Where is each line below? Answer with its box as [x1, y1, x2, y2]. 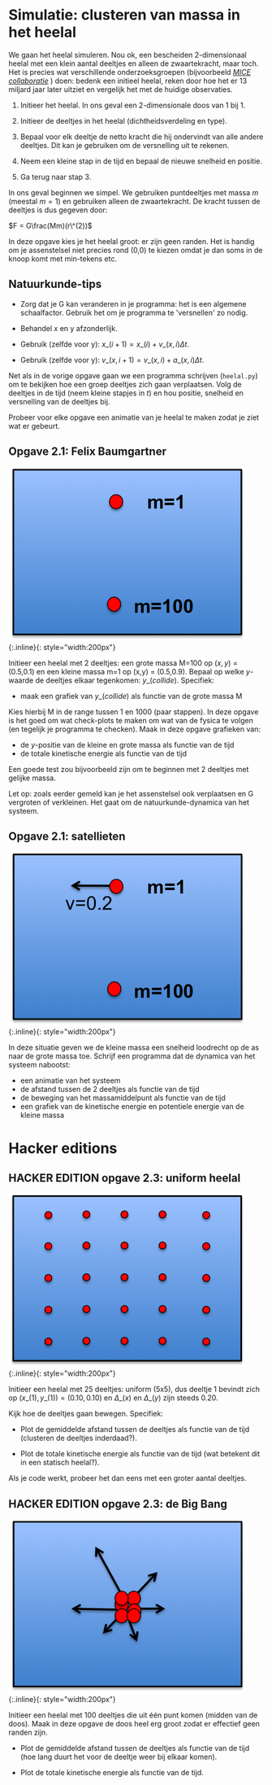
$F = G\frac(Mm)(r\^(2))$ [8, 220, 93, 230]
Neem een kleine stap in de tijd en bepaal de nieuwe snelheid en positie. [19, 156, 262, 166]
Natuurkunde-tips [8, 277, 102, 291]
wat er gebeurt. [8, 421, 61, 430]
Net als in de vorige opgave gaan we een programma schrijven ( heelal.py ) [8, 370, 258, 380]
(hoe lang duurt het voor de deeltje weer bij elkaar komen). [19, 1752, 218, 1762]
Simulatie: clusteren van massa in [8, 6, 241, 24]
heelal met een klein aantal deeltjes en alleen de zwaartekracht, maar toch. [8, 59, 259, 68]
